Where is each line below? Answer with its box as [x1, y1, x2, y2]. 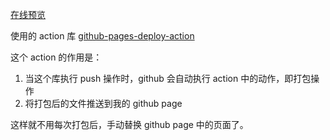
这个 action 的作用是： [10, 51, 103, 63]
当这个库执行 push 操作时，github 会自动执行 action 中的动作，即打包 [24, 73, 312, 84]
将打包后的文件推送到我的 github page [24, 98, 183, 109]
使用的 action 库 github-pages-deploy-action [10, 30, 195, 42]
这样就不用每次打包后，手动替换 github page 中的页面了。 [10, 119, 249, 130]
